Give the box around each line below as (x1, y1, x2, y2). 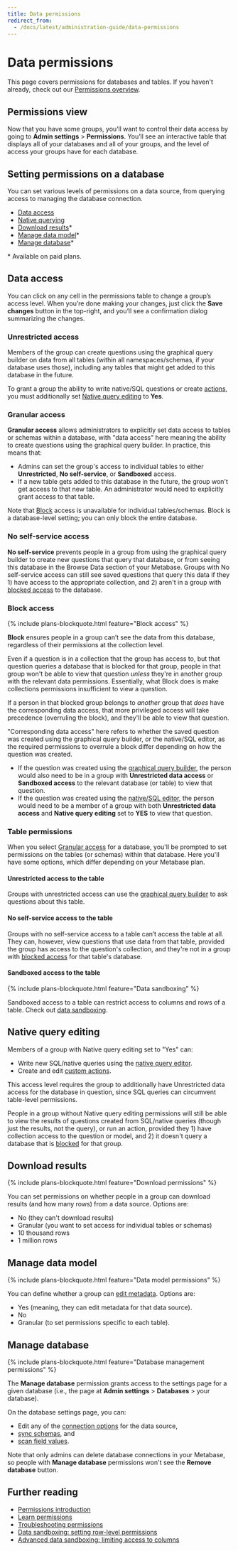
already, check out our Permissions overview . (7, 85, 141, 94)
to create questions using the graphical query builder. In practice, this (7, 441, 211, 450)
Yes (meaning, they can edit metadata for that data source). (17, 1303, 193, 1312)
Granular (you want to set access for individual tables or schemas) (17, 1221, 212, 1230)
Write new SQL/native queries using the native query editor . (17, 1059, 193, 1067)
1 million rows (17, 1236, 58, 1245)
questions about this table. (7, 897, 85, 906)
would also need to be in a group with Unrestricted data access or (17, 771, 214, 779)
